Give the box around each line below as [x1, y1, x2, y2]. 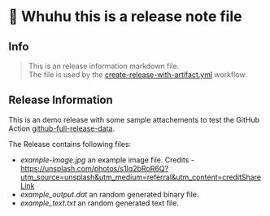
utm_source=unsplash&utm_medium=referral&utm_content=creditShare [20, 172, 262, 182]
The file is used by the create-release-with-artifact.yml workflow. [28, 70, 247, 80]
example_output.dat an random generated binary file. [20, 189, 199, 199]
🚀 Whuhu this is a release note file [8, 7, 242, 26]
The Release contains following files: [8, 139, 132, 149]
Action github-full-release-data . [8, 123, 115, 133]
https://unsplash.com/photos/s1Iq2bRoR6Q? [20, 163, 169, 173]
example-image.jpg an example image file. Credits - [20, 154, 195, 165]
